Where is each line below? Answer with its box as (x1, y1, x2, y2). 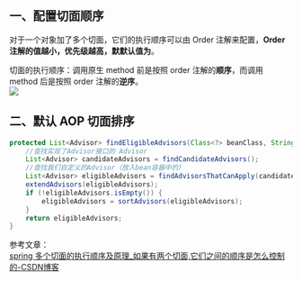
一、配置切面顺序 (9, 8, 104, 24)
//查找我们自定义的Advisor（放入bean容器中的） (25, 163, 185, 173)
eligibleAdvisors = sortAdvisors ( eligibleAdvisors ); (41, 196, 244, 205)
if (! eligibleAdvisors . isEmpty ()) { (25, 188, 164, 197)
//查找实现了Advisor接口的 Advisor (25, 147, 148, 156)
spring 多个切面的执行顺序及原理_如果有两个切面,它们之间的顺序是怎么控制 (9, 250, 285, 261)
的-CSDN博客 (9, 262, 60, 273)
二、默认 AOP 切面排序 (9, 113, 135, 129)
